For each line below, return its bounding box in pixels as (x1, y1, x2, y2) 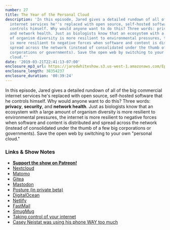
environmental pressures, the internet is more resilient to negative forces (5, 114, 157, 120)
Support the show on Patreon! (12, 160, 77, 166)
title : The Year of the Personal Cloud (5, 12, 90, 17)
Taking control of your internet (12, 214, 76, 220)
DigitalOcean (12, 192, 40, 198)
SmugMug (12, 208, 34, 214)
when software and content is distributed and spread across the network (5, 120, 157, 126)
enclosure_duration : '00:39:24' (5, 73, 73, 79)
